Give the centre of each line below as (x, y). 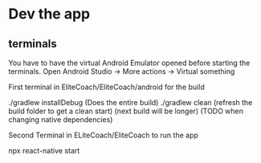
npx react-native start (44, 151)
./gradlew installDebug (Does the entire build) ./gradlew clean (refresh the (130, 102)
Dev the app (49, 14)
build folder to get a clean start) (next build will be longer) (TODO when (126, 111)
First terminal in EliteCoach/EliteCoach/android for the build (106, 87)
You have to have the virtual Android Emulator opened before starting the (129, 63)
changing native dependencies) (61, 120)
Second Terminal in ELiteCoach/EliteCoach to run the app (104, 135)
